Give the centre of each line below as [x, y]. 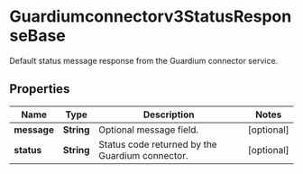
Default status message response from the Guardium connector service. [144, 60]
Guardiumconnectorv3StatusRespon [151, 17]
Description [169, 114]
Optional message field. [149, 130]
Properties [40, 89]
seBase [37, 36]
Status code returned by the [158, 144]
